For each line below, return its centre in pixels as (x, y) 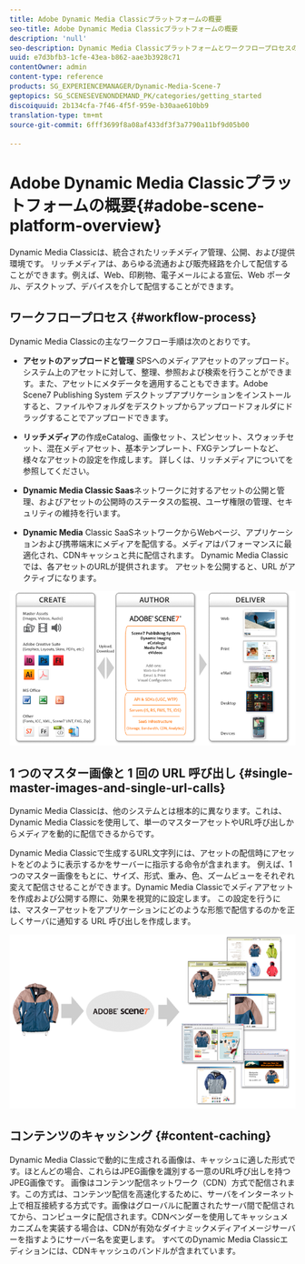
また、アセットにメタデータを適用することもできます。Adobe (153, 383)
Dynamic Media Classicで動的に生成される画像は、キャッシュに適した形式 (148, 1159)
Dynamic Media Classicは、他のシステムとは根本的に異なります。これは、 (148, 810)
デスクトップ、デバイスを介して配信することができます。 (132, 286)
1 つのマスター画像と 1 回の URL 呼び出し (123, 773)
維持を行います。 (93, 513)
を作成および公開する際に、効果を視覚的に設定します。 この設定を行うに (145, 898)
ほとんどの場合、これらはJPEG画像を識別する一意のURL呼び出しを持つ (157, 1171)
